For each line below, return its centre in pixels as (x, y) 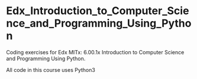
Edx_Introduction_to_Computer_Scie (98, 11)
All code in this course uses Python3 (51, 70)
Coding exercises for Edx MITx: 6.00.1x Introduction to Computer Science (95, 52)
